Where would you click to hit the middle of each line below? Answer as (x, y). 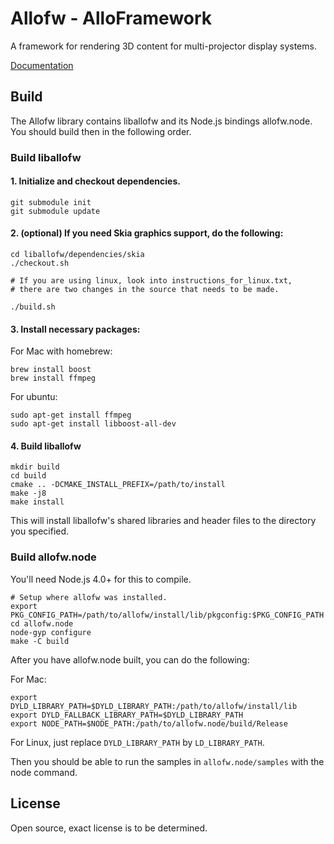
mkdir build (35, 467)
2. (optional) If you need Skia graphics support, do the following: (147, 233)
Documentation (42, 65)
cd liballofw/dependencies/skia (77, 255)
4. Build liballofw (46, 446)
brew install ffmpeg (53, 378)
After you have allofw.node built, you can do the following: (130, 659)
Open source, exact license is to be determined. (109, 828)
